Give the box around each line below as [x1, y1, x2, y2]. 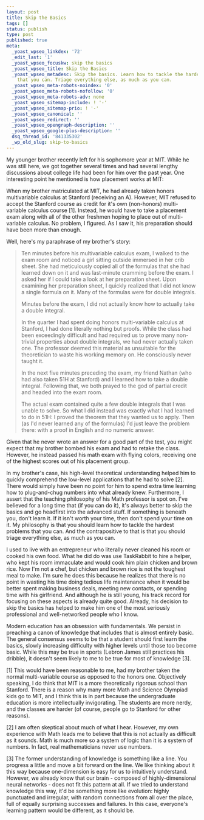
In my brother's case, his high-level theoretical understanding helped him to [6, 469, 196, 476]
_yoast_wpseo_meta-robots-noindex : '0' [12, 83, 113, 89]
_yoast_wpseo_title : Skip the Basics [12, 65, 107, 72]
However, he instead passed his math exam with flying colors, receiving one [6, 451, 197, 458]
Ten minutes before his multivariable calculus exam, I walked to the [21, 249, 189, 256]
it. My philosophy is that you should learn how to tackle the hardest [6, 521, 174, 528]
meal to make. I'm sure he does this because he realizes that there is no [6, 571, 186, 579]
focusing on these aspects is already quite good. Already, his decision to [6, 598, 188, 605]
